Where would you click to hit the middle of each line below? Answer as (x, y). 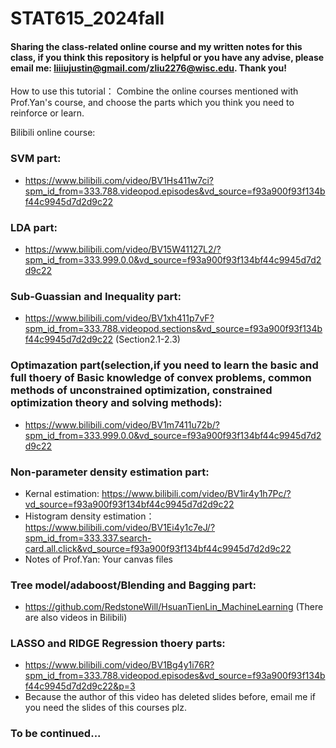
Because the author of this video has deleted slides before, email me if (170, 697)
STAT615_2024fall (87, 18)
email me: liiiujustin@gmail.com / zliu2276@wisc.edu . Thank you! (149, 68)
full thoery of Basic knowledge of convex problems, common (161, 378)
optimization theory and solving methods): (116, 403)
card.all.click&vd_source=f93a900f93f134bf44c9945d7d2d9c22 (158, 548)
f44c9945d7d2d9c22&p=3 (80, 686)
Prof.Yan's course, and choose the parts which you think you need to (152, 103)
